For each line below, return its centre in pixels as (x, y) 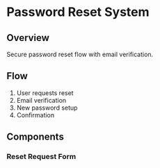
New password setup (47, 108)
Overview (28, 38)
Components (35, 137)
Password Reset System (78, 12)
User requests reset (45, 93)
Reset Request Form (41, 157)
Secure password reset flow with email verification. (80, 54)
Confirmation (35, 115)
